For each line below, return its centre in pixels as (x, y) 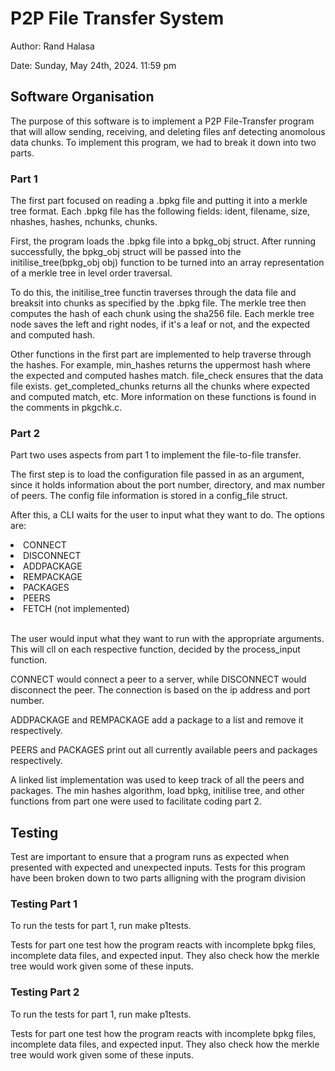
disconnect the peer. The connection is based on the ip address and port (160, 690)
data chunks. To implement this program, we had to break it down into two (163, 142)
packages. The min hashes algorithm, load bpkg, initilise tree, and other (157, 791)
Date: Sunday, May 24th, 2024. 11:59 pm (93, 65)
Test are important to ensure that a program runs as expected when (150, 857)
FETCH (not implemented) (76, 609)
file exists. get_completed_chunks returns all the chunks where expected (160, 386)
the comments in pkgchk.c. (66, 408)
